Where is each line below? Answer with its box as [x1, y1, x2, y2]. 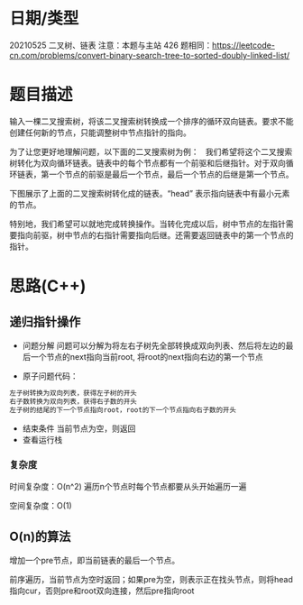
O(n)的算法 [9, 529, 71, 545]
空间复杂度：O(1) [9, 500, 72, 510]
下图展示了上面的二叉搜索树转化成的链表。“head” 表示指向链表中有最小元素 [9, 188, 290, 198]
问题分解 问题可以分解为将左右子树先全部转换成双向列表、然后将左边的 [22, 340, 286, 351]
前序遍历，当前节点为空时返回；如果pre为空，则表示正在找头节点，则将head [9, 573, 293, 584]
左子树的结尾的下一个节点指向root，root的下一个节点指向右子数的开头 [9, 405, 237, 415]
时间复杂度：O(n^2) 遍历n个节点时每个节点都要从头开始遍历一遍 [9, 481, 247, 491]
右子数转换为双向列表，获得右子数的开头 [9, 397, 137, 406]
